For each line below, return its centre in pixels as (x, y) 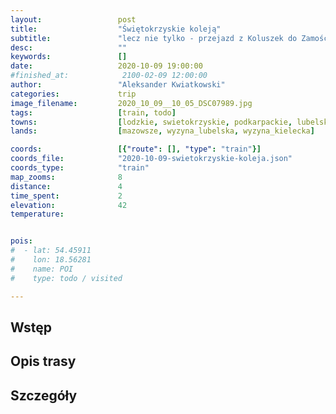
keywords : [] (69, 57)
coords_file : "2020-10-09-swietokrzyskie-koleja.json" (151, 159)
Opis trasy (43, 361)
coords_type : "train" (80, 168)
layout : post (73, 19)
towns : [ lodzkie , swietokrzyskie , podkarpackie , (151, 122)
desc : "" (69, 47)
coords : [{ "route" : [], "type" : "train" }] (136, 149)
